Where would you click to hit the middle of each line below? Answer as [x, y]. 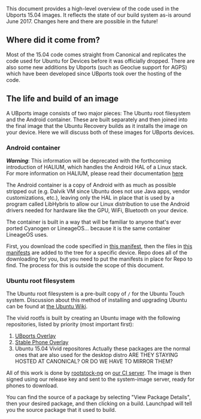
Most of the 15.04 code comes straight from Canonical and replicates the [96, 54]
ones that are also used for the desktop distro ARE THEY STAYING [96, 355]
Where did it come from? [53, 40]
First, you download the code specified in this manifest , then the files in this [99, 246]
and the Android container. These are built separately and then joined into [97, 120]
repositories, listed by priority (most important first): [70, 325]
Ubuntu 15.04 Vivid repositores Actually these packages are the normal [102, 348]
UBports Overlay [35, 336]
